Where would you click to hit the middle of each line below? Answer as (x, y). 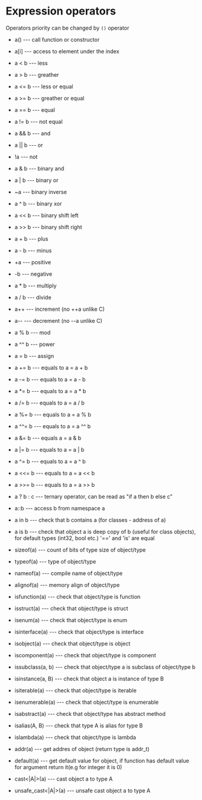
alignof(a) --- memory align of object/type (67, 585)
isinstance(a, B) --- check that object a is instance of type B (89, 678)
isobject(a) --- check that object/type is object (72, 643)
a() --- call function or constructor (57, 39)
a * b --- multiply (35, 285)
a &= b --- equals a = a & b (48, 438)
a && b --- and (32, 133)
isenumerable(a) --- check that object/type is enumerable (86, 702)
